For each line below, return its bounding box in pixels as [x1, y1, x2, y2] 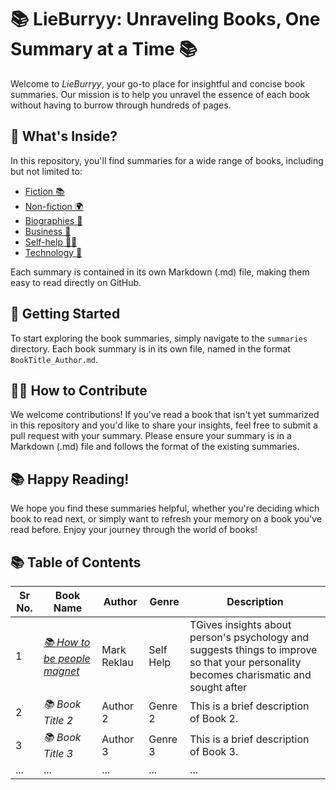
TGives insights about [189, 618, 292, 631]
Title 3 [43, 747, 74, 760]
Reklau [101, 656, 134, 669]
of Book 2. [189, 711, 239, 725]
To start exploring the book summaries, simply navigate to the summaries [10, 332, 308, 344]
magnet [43, 664, 80, 678]
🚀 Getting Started [10, 306, 121, 323]
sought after [189, 681, 248, 694]
